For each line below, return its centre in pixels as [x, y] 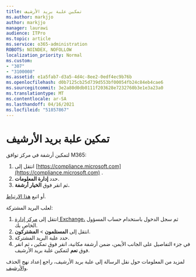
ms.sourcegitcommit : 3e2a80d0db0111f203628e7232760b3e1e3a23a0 [85, 88]
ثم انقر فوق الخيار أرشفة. [42, 185]
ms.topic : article [28, 39]
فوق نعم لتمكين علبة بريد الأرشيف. [52, 251]
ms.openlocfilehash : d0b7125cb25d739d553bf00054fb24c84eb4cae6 [85, 83]
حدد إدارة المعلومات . [37, 179]
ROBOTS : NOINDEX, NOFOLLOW [39, 50]
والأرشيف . [17, 268]
